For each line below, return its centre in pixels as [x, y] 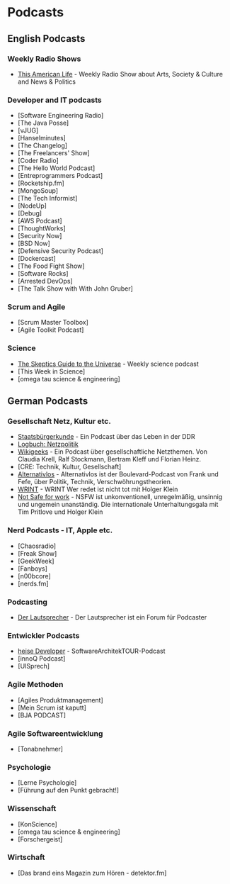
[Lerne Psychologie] [47, 783]
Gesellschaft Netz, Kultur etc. [59, 421]
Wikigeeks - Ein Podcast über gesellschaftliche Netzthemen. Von [112, 452]
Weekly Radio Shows [44, 59]
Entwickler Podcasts [44, 635]
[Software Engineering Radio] [61, 116]
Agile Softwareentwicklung [55, 733]
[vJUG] [28, 130]
